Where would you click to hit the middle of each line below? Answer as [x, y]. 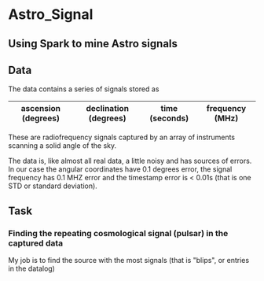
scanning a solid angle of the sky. [62, 146]
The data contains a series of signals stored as [84, 89]
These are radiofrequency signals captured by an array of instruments [122, 137]
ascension [41, 109]
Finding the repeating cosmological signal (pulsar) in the [118, 233]
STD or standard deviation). [53, 186]
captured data [36, 243]
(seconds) [169, 118]
